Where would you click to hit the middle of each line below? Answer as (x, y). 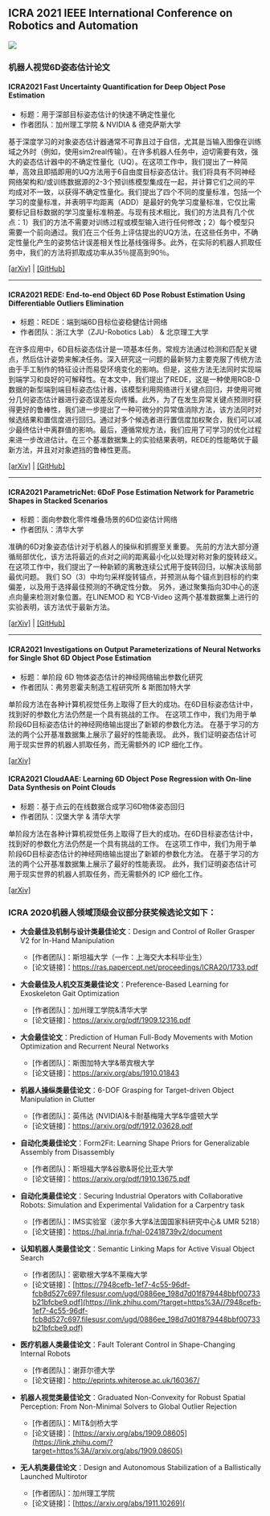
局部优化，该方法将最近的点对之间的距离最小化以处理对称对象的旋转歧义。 (138, 557)
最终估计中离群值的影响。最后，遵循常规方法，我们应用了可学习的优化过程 (138, 430)
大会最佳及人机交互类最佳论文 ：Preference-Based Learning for (124, 984)
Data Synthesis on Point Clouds (62, 787)
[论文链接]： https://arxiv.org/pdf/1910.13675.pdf (111, 1179)
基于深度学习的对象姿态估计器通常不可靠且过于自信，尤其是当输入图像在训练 (135, 141)
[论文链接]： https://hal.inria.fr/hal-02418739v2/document (127, 1231)
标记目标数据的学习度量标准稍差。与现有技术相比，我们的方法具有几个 (131, 212)
